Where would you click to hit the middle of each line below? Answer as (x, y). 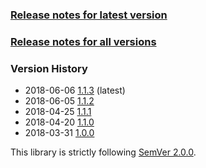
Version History (49, 68)
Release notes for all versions (83, 41)
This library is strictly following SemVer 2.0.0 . (103, 152)
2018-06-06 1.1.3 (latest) (75, 90)
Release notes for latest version (89, 15)
